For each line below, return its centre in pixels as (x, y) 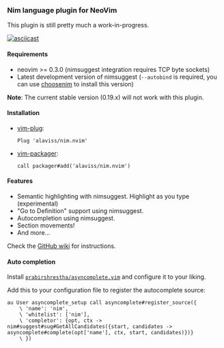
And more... (33, 232)
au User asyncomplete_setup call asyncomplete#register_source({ (102, 303)
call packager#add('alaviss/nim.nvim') (74, 166)
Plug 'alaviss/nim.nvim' (52, 140)
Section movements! (46, 225)
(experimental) (38, 203)
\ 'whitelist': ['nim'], (55, 315)
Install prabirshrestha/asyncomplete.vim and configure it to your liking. (107, 277)
